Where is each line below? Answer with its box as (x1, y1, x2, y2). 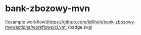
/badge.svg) (67, 24, 93, 30)
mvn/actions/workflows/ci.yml (5, 24, 67, 30)
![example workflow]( (5, 19, 48, 25)
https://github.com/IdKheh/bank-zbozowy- (48, 19, 136, 25)
